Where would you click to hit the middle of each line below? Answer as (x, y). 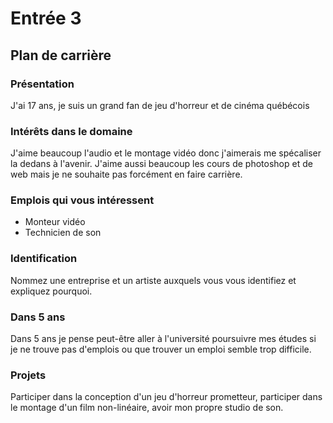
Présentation (42, 84)
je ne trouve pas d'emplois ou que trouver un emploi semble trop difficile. (161, 349)
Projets (28, 375)
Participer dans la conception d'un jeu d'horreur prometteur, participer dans (166, 397)
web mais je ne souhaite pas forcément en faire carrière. (126, 174)
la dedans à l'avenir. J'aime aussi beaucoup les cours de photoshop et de (161, 164)
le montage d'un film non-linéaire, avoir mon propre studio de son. (147, 408)
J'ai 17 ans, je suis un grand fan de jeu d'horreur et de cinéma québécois (160, 105)
